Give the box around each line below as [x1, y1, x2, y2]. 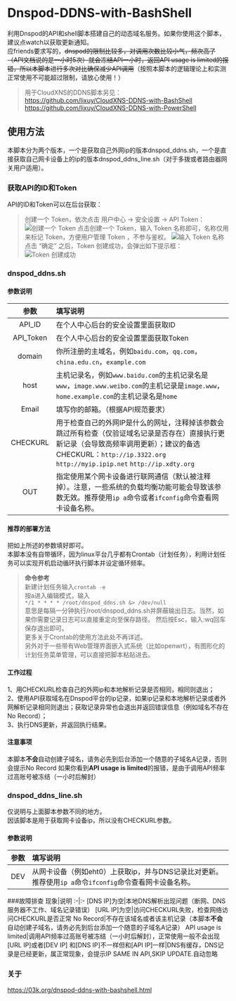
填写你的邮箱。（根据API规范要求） [55, 405, 170, 414]
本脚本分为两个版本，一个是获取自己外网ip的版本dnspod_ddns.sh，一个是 [7, 146, 221, 154]
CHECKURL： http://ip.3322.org [55, 450, 166, 460]
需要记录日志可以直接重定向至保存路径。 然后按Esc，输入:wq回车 [37, 615, 226, 624]
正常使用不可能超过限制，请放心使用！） [7, 73, 124, 82]
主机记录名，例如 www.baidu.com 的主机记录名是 [55, 370, 209, 380]
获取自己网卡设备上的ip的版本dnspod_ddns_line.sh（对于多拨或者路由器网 [13, 154, 228, 163]
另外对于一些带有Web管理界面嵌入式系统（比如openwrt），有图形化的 [24, 641, 225, 650]
